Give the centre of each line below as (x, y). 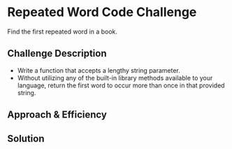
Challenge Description (57, 54)
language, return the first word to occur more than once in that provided (121, 85)
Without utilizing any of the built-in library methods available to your (115, 78)
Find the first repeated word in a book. (62, 31)
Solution (26, 138)
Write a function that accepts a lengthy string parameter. (99, 70)
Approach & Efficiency (57, 115)
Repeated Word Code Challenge (102, 12)
